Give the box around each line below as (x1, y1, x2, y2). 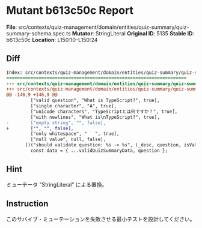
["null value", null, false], (30, 136, 106, 143)
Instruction (6, 199, 49, 209)
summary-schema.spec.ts (6, 29, 71, 37)
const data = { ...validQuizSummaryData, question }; (30, 148, 168, 154)
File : (6, 23, 17, 31)
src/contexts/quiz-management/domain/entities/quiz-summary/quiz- (18, 23, 189, 31)
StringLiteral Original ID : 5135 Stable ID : (95, 29, 194, 37)
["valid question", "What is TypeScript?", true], (30, 97, 161, 104)
